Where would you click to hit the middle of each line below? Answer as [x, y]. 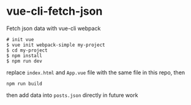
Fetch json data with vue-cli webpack [54, 28]
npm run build [24, 84]
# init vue [20, 39]
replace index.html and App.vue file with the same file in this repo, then [96, 72]
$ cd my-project [27, 50]
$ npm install [24, 56]
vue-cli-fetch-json [54, 11]
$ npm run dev [24, 61]
